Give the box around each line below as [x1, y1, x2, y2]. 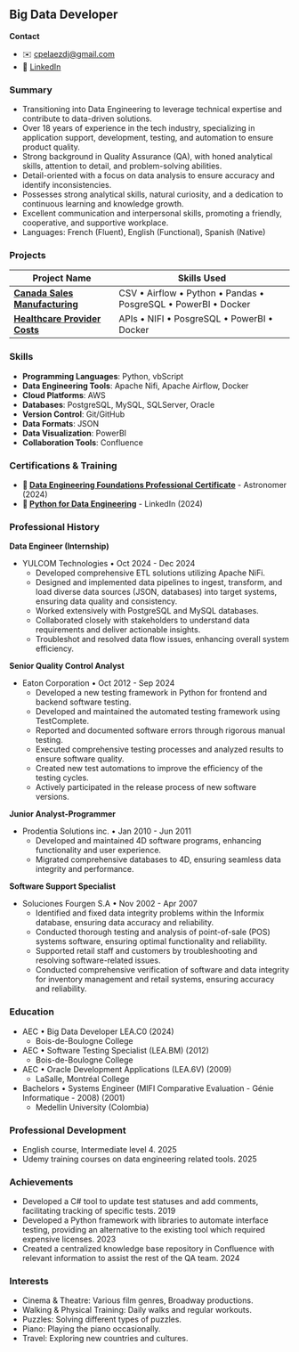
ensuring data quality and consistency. [35, 596, 178, 607]
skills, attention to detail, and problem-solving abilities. [21, 160, 222, 172]
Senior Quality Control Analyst [9, 661, 125, 672]
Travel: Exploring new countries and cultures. [21, 1333, 189, 1344]
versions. [35, 792, 69, 802]
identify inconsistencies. [21, 180, 112, 191]
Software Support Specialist [9, 881, 116, 892]
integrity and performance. [35, 864, 135, 875]
